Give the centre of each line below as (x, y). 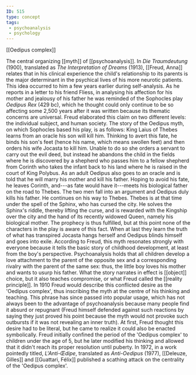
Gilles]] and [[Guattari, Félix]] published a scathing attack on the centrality (95, 360)
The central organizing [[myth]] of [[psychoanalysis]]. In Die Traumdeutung (97, 61)
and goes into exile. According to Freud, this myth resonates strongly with (95, 242)
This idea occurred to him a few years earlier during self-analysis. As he (93, 86)
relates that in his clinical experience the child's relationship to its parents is (97, 74)
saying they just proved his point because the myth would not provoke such (97, 316)
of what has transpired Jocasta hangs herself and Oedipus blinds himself (94, 235)
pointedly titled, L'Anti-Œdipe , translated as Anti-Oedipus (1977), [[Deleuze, (97, 353)
